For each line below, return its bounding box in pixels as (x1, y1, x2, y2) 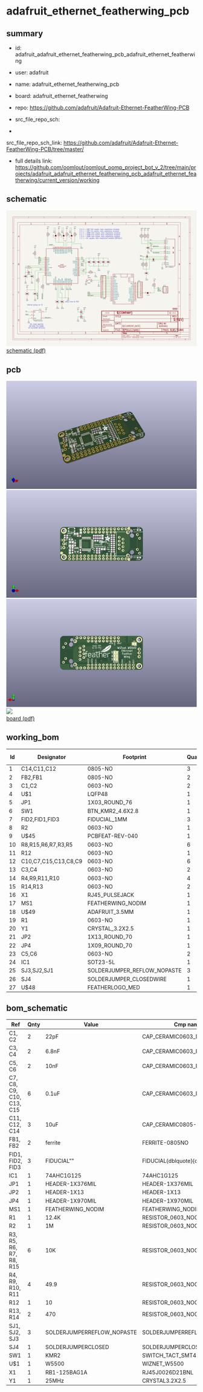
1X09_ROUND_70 (87, 942, 133, 949)
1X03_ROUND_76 (87, 799, 133, 806)
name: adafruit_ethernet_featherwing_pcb (14, 80, 120, 88)
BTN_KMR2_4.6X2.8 (87, 807, 139, 814)
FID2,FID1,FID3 (21, 815, 60, 823)
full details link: (14, 157, 53, 164)
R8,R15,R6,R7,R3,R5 (21, 841, 73, 848)
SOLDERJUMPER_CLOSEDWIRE (87, 975, 167, 983)
